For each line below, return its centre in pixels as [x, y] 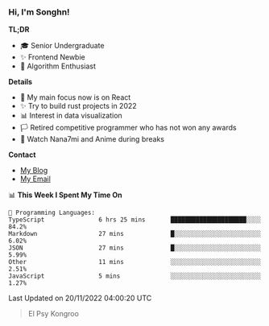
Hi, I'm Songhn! [39, 12]
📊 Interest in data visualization [71, 116]
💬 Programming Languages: [52, 213]
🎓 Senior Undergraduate [62, 46]
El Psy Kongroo [53, 314]
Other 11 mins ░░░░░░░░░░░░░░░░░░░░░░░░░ [135, 262]
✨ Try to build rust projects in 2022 [78, 106]
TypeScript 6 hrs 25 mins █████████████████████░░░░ [135, 220]
